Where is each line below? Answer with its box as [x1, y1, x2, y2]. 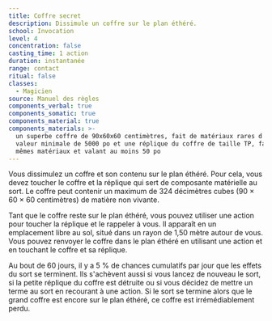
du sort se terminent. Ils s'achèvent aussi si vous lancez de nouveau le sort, [8, 269, 261, 279]
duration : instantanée [8, 57, 85, 65]
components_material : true [8, 117, 100, 125]
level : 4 [8, 34, 38, 43]
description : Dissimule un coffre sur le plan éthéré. [8, 19, 198, 27]
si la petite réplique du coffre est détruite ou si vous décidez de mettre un [8, 278, 253, 288]
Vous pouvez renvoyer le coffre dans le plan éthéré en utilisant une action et [8, 236, 263, 247]
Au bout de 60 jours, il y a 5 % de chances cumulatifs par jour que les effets [8, 260, 261, 271]
